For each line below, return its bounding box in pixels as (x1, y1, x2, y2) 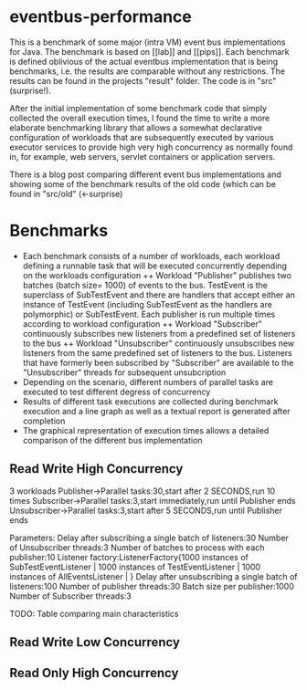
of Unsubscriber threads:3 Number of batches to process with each (9, 541, 265, 553)
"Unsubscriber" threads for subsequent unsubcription (22, 367, 227, 378)
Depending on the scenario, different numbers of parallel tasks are (22, 376, 274, 387)
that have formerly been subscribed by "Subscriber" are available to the (22, 357, 294, 368)
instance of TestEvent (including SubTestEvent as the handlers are (22, 298, 272, 309)
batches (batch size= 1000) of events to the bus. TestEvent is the (22, 279, 268, 290)
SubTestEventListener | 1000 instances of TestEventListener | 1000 (9, 561, 261, 572)
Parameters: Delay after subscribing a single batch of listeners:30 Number (9, 532, 290, 543)
